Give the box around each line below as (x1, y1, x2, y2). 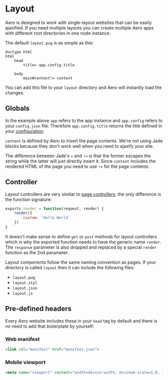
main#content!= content (23, 75, 72, 80)
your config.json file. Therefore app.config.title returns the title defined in (5, 123, 162, 129)
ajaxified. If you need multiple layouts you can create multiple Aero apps (5, 24, 154, 30)
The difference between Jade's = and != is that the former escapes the (5, 153, 151, 159)
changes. (5, 89, 24, 95)
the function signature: (5, 196, 52, 202)
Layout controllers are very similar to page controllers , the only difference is (5, 191, 161, 197)
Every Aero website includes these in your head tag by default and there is (5, 318, 157, 324)
